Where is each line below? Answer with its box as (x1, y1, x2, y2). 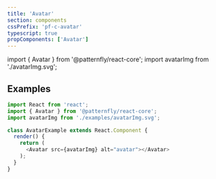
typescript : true (7, 29, 58, 37)
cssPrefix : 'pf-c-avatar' (7, 23, 82, 30)
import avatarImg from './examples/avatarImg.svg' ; (7, 114, 160, 121)
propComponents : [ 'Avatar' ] (7, 36, 89, 43)
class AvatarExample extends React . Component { (7, 127, 148, 134)
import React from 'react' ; (7, 101, 89, 108)
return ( (20, 140, 45, 147)
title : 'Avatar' (7, 10, 54, 17)
